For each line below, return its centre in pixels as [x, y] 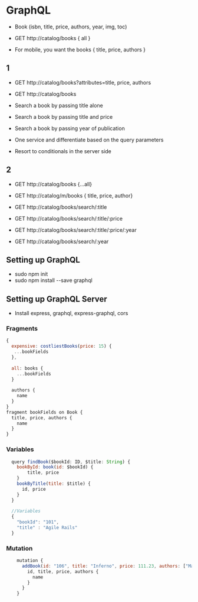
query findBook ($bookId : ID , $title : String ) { [71, 462]
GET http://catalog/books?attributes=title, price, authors [83, 82]
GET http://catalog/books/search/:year [62, 241]
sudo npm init [31, 274]
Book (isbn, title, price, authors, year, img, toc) [71, 27]
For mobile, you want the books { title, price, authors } [80, 49]
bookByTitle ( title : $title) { [54, 484]
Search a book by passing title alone [59, 105]
